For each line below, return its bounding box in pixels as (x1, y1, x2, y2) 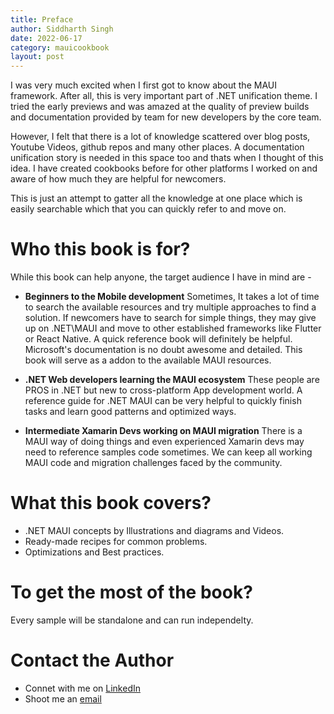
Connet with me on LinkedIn (24, 682, 141, 694)
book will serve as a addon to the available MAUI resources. (24, 354, 272, 366)
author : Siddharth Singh (10, 24, 114, 34)
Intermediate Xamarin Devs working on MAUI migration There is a (24, 425, 303, 437)
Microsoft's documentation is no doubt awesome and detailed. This (24, 344, 303, 356)
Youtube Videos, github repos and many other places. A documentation (10, 141, 305, 153)
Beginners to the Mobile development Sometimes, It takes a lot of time (24, 291, 320, 303)
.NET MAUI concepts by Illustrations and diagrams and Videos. (24, 525, 285, 536)
